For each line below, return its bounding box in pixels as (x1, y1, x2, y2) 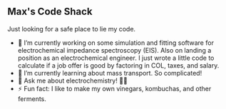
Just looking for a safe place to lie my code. (7, 24, 136, 33)
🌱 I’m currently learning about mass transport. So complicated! (17, 68, 202, 77)
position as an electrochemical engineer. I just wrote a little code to (17, 53, 215, 62)
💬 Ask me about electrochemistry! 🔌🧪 (17, 76, 128, 85)
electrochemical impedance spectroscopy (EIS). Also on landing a (17, 46, 212, 54)
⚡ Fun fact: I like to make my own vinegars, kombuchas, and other (17, 84, 212, 93)
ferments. (17, 94, 46, 103)
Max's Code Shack (7, 6, 93, 18)
